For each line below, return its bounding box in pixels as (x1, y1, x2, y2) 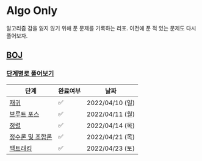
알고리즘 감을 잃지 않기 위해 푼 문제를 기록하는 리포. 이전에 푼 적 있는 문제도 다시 (6, 24, 197, 32)
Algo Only (6, 4, 58, 18)
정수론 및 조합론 (9, 132, 52, 141)
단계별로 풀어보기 (6, 69, 54, 78)
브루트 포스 (9, 110, 40, 118)
